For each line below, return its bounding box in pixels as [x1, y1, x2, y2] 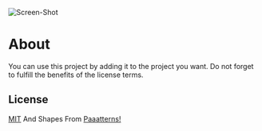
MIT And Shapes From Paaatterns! [8, 114, 121, 123]
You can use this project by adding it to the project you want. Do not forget [8, 61, 254, 71]
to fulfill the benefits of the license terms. [8, 70, 144, 79]
